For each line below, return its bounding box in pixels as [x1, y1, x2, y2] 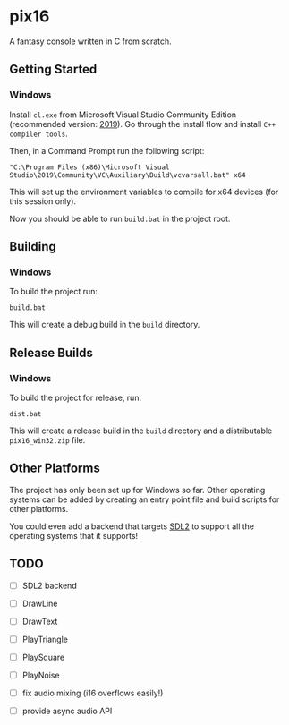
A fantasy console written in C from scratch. [9, 36, 172, 47]
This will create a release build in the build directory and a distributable [9, 425, 273, 436]
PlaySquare [21, 652, 65, 662]
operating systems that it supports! [9, 530, 139, 541]
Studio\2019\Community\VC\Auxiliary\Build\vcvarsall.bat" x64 [9, 170, 246, 180]
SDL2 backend [21, 580, 78, 591]
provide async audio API [21, 705, 113, 717]
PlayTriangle [21, 634, 69, 644]
